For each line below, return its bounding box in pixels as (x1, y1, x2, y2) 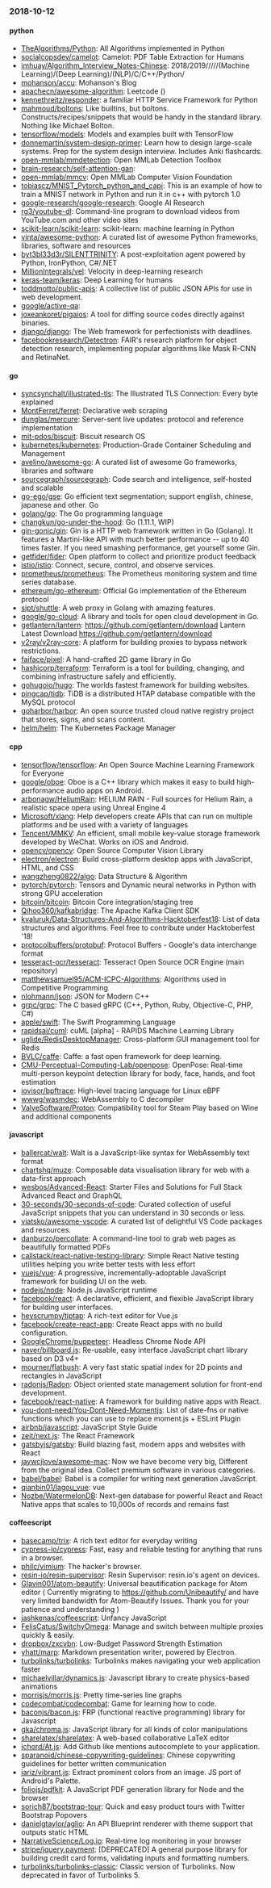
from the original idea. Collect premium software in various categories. (20, 1465, 256, 1475)
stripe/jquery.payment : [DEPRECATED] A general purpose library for (20, 1844, 248, 1854)
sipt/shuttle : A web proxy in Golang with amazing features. (20, 603, 216, 613)
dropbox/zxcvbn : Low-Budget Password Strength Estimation (20, 1639, 223, 1648)
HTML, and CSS (20, 862, 75, 873)
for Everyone (20, 768, 65, 778)
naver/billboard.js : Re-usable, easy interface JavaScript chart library (20, 1345, 248, 1354)
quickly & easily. (20, 1630, 75, 1639)
